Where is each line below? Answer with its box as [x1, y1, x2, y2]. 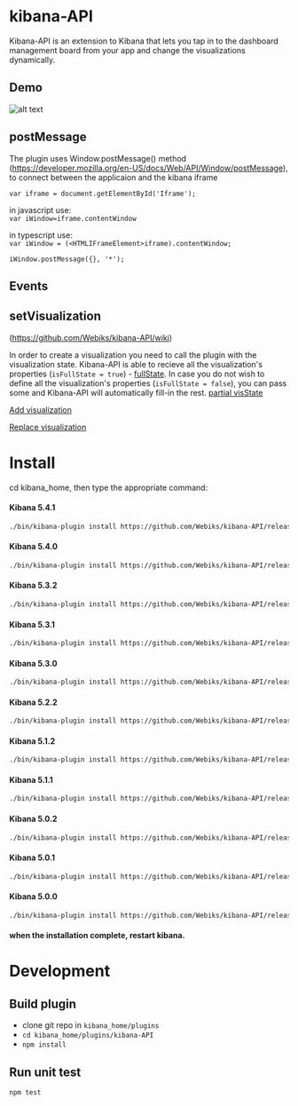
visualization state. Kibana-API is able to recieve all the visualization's [9, 359, 263, 369]
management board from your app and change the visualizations [9, 44, 246, 55]
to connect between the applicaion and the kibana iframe [9, 171, 218, 183]
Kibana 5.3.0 [9, 658, 58, 668]
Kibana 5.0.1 [9, 852, 56, 863]
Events [9, 278, 49, 294]
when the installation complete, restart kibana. [9, 930, 185, 941]
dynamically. [9, 54, 56, 65]
